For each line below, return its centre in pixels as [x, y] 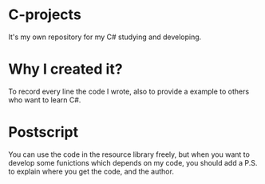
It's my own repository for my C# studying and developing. [105, 37]
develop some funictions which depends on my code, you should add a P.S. [133, 162]
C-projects [45, 15]
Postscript [43, 132]
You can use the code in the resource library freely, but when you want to [129, 154]
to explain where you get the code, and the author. [91, 171]
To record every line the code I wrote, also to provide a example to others [129, 91]
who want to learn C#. [45, 100]
